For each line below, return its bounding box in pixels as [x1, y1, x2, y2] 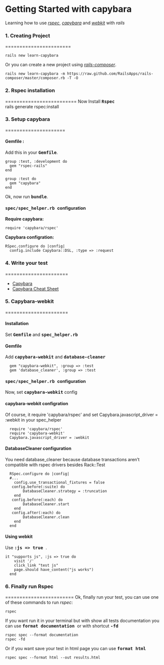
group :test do [5, 177, 37, 182]
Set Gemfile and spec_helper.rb [5, 332, 78, 337]
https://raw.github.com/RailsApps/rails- [67, 71, 154, 76]
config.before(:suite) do [11, 484, 65, 489]
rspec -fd [5, 637, 26, 642]
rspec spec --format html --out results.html [5, 655, 100, 660]
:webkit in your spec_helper [5, 417, 62, 423]
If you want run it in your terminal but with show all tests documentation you [5, 617, 160, 624]
